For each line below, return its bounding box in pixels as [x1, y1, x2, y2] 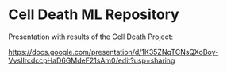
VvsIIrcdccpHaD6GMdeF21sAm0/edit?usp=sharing [8, 56, 175, 65]
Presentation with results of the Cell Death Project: [8, 32, 174, 41]
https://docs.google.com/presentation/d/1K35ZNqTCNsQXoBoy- [8, 47, 219, 56]
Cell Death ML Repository [8, 6, 180, 24]
